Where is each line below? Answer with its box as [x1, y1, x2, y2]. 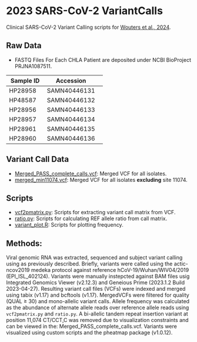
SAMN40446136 [46, 134, 95, 142]
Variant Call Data [6, 154, 69, 164]
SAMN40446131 [46, 87, 95, 95]
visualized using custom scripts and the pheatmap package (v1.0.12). [6, 329, 173, 336]
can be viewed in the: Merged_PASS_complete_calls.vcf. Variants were [6, 323, 178, 330]
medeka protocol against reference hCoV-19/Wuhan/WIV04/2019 [31, 267, 189, 274]
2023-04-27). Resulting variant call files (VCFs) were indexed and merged [6, 285, 186, 293]
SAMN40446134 [46, 115, 95, 123]
